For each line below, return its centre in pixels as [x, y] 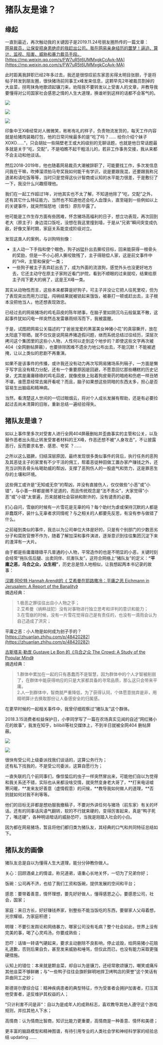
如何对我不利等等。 [33, 794]
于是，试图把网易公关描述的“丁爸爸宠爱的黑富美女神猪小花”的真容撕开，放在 [81, 329]
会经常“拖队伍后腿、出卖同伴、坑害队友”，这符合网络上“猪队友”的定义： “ [78, 558]
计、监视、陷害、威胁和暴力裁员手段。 [43, 54]
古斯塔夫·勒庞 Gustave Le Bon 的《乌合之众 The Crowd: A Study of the [75, 652]
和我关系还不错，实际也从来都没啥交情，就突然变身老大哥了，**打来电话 [77, 782]
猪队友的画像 [24, 850]
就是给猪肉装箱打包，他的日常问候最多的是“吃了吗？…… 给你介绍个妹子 [76, 137]
